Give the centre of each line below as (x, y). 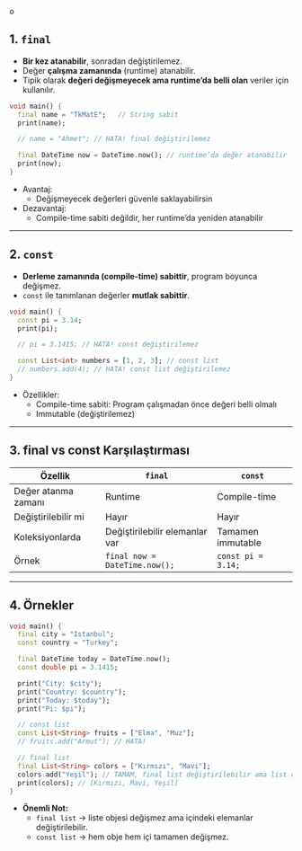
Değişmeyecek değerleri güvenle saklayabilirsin (124, 199)
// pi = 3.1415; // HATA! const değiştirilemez (108, 345)
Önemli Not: (45, 808)
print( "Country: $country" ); (72, 692)
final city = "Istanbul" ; (66, 634)
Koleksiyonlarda (48, 536)
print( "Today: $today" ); (64, 700)
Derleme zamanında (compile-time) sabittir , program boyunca (140, 276)
